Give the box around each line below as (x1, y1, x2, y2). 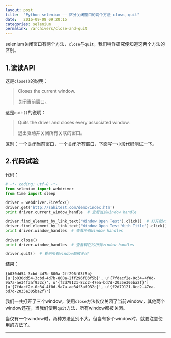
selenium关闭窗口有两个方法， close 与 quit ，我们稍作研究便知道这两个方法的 (5, 41, 165, 47)
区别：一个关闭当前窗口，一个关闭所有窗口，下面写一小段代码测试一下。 (5, 141, 157, 147)
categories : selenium (5, 21, 51, 27)
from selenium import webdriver (5, 186, 74, 191)
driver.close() (5, 237, 38, 243)
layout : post (5, 7, 33, 13)
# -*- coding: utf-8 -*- (5, 181, 58, 187)
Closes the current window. (17, 88, 75, 94)
